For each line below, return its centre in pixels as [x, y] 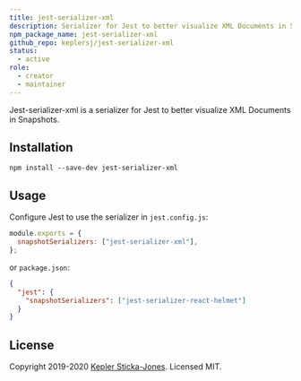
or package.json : [39, 267]
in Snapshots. [34, 119]
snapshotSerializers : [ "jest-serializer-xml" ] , [108, 242]
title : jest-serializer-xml [62, 17]
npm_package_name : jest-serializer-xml [84, 34]
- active [34, 59]
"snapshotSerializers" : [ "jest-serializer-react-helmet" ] [136, 300]
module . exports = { [46, 234]
